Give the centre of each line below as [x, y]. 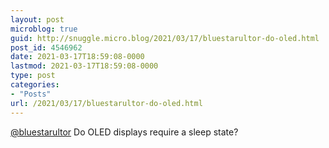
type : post [33, 76]
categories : [35, 85]
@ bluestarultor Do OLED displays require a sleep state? [124, 132]
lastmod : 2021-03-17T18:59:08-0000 [84, 66]
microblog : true [44, 29]
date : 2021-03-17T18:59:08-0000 [77, 57]
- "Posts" [31, 94]
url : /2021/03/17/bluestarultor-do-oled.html [106, 103]
